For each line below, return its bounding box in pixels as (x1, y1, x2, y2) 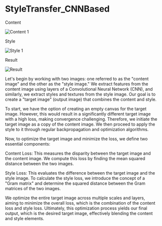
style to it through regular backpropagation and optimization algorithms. (5, 126, 149, 132)
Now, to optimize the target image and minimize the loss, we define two (5, 136, 148, 142)
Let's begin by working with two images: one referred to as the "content (5, 76, 149, 81)
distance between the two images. (5, 161, 74, 166)
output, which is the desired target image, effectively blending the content (5, 210, 153, 216)
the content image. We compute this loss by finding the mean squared (5, 155, 146, 161)
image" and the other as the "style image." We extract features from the (5, 81, 149, 87)
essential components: (5, 141, 50, 146)
